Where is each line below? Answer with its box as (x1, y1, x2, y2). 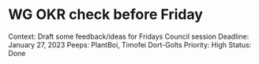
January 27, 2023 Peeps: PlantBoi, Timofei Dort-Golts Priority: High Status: (8, 40, 252, 49)
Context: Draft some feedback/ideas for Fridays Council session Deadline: (8, 32, 250, 41)
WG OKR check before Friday (8, 6, 204, 24)
